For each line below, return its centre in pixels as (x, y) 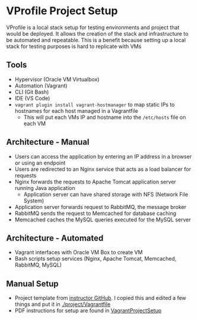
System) (34, 201)
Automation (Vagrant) (41, 85)
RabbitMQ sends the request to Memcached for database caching (95, 213)
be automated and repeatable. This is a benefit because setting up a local (96, 40)
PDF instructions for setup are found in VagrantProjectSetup (88, 311)
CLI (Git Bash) (32, 92)
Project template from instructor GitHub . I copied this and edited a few (100, 298)
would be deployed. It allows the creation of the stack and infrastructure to (97, 33)
